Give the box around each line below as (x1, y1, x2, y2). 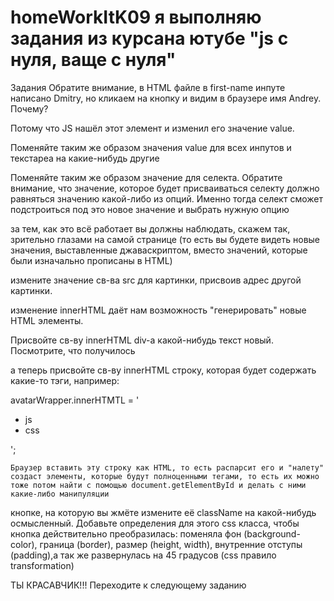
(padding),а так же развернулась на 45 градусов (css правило (10, 549, 277, 561)
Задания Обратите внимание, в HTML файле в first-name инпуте (10, 81, 286, 93)
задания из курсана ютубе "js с (10, 27, 289, 50)
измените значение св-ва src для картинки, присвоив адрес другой (10, 274, 302, 286)
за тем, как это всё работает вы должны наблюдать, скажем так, (10, 222, 291, 235)
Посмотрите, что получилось (10, 344, 136, 356)
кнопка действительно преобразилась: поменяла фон (10, 527, 242, 540)
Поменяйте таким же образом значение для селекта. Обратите (10, 171, 283, 183)
